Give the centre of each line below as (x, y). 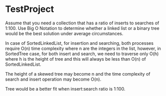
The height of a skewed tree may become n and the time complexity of (78, 74)
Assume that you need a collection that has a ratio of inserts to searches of (82, 23)
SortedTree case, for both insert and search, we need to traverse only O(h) (82, 54)
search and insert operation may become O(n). (53, 79)
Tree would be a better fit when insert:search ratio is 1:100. (65, 89)
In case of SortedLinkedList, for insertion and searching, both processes (79, 43)
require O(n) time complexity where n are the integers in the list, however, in (83, 48)
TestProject (30, 9)
